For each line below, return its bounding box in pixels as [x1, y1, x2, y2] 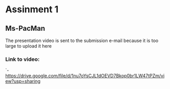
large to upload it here [5, 43, 52, 49]
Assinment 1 [5, 4, 59, 15]
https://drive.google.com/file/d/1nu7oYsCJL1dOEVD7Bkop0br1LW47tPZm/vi [5, 73, 165, 79]
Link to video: [5, 55, 40, 62]
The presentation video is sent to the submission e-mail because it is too [5, 37, 159, 43]
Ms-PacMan [5, 24, 45, 33]
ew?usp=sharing [5, 78, 41, 84]
